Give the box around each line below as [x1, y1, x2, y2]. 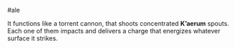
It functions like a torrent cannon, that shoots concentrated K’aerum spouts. [7, 19, 229, 27]
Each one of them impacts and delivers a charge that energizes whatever [7, 27, 221, 35]
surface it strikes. [7, 34, 58, 42]
